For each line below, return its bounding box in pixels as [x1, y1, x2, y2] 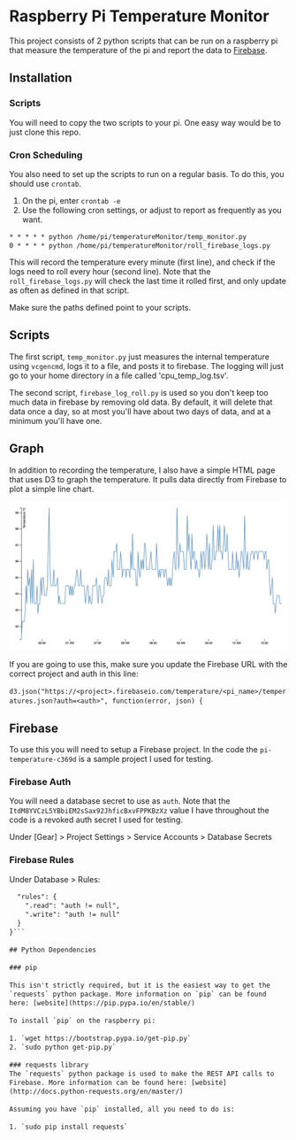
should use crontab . [9, 178, 82, 189]
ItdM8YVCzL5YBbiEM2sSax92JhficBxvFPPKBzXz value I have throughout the [9, 805, 269, 816]
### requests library [9, 1060, 89, 1069]
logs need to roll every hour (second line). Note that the [9, 266, 211, 276]
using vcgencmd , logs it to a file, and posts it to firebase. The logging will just [9, 360, 285, 371]
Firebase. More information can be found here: [9, 1078, 188, 1087]
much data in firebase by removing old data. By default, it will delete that [9, 397, 273, 407]
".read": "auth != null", [25, 901, 121, 910]
